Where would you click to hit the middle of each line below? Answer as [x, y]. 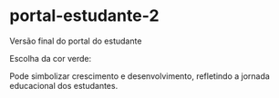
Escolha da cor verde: [51, 58]
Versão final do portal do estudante [76, 41]
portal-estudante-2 [84, 16]
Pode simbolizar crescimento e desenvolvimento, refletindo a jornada [140, 76]
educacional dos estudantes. [64, 85]
